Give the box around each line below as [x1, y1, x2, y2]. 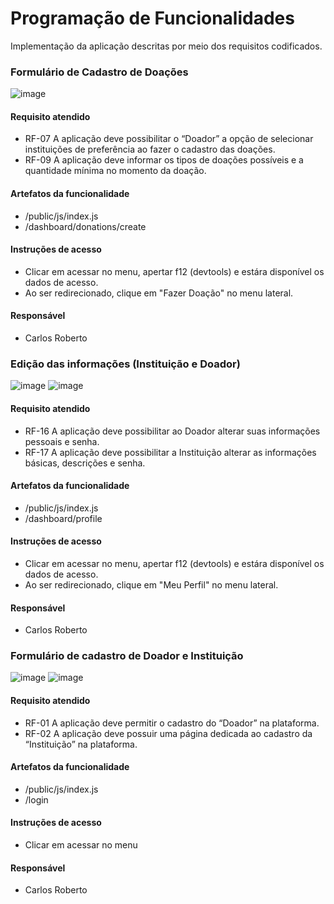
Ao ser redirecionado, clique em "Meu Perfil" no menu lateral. [24, 578, 279, 591]
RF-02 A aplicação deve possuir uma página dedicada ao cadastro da [24, 727, 313, 739]
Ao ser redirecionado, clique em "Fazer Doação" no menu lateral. [24, 287, 294, 299]
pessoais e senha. [24, 435, 100, 447]
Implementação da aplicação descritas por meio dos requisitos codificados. [10, 40, 323, 52]
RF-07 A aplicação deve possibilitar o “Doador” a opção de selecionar [24, 133, 314, 145]
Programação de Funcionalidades [10, 7, 295, 30]
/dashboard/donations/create [24, 220, 147, 232]
